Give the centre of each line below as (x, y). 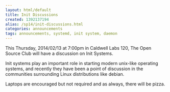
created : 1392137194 (27, 19)
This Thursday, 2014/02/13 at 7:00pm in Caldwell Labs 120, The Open (78, 48)
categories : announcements (34, 29)
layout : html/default (28, 10)
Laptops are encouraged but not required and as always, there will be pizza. (85, 84)
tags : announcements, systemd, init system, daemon (61, 34)
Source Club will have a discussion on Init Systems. (59, 53)
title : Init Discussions (32, 15)
